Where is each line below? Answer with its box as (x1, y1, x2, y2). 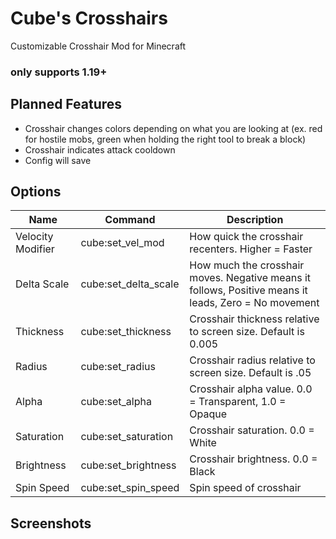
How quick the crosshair (189, 230, 304, 244)
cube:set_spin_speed (80, 481, 180, 495)
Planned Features (10, 96, 123, 113)
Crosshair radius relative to (189, 353, 316, 367)
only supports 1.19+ (10, 65, 108, 79)
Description (226, 213, 284, 227)
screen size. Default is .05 (189, 366, 312, 380)
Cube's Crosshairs (10, 7, 168, 30)
